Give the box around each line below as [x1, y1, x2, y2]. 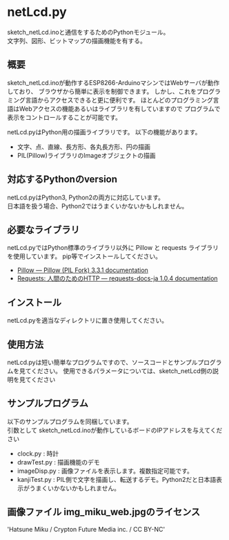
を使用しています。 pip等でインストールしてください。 [7, 252, 162, 260]
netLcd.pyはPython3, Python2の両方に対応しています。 [7, 193, 164, 201]
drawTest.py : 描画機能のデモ [17, 458, 100, 466]
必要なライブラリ [7, 224, 80, 235]
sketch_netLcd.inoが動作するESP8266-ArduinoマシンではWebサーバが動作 [7, 78, 220, 87]
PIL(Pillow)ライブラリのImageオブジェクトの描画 [17, 151, 156, 159]
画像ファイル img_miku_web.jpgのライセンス [7, 506, 201, 518]
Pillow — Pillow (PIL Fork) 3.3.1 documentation [17, 266, 148, 274]
